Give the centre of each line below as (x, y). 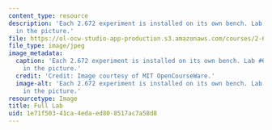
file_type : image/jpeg (47, 46)
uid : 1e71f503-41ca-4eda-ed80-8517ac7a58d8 (83, 114)
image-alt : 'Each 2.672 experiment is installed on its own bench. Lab (139, 83)
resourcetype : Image (43, 99)
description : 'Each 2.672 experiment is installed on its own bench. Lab (136, 23)
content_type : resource (49, 16)
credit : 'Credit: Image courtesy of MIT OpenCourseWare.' (116, 76)
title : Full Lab (36, 106)
